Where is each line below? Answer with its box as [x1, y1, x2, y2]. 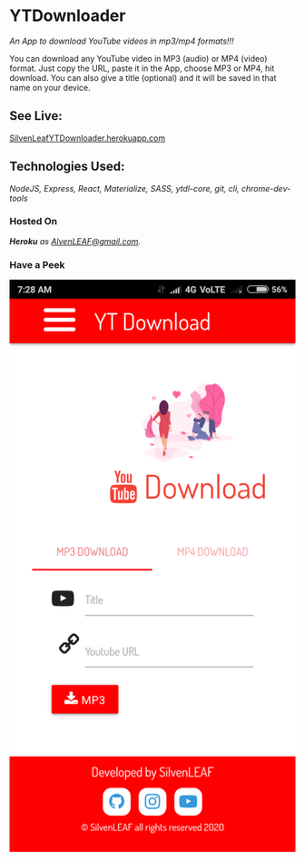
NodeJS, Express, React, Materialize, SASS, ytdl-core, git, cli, [9, 183, 240, 193]
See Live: [9, 108, 64, 124]
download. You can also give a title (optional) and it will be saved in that [9, 72, 277, 83]
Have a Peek [9, 258, 65, 271]
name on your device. [9, 82, 91, 93]
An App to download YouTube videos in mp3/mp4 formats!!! [9, 35, 234, 46]
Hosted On [9, 215, 57, 228]
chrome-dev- [241, 183, 291, 193]
